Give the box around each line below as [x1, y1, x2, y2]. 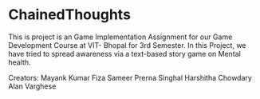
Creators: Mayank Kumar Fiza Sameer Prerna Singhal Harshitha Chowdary [8, 73, 253, 82]
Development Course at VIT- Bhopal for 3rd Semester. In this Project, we [8, 40, 246, 49]
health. [8, 57, 31, 67]
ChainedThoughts [8, 6, 132, 24]
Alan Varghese [8, 81, 57, 91]
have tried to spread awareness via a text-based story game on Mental [8, 49, 242, 58]
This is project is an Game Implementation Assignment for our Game [8, 32, 233, 42]
